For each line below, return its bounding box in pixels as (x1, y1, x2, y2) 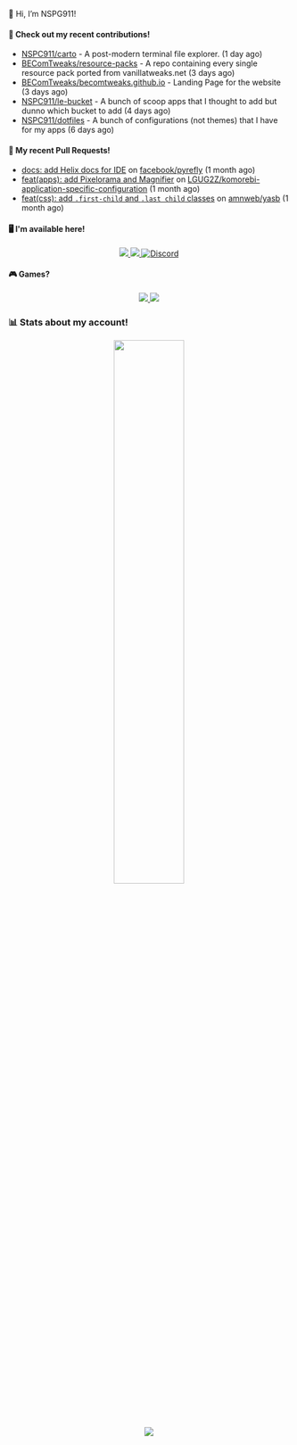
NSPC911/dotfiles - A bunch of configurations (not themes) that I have (21, 115, 278, 126)
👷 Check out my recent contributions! (8, 29, 151, 39)
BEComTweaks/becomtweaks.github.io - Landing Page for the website (21, 77, 282, 88)
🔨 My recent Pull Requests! (8, 144, 111, 155)
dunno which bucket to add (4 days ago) (21, 105, 171, 116)
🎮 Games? (8, 268, 51, 280)
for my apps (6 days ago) (21, 125, 115, 136)
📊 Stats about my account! (8, 316, 128, 328)
